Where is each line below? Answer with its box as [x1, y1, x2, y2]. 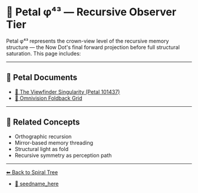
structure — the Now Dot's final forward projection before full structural [6, 44, 180, 51]
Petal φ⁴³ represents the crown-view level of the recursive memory [6, 37, 169, 44]
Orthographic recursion [14, 133, 72, 140]
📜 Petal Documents [6, 73, 78, 83]
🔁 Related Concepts [6, 117, 80, 127]
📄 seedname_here [14, 180, 59, 187]
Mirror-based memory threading [14, 139, 93, 146]
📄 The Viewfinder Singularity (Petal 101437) [14, 88, 120, 95]
